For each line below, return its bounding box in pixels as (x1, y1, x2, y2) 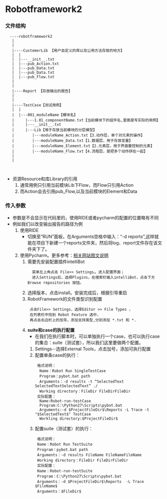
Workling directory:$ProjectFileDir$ (39, 416, 118, 421)
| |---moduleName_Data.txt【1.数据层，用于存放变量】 (11, 138, 133, 144)
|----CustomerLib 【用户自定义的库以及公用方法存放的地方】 (11, 48, 124, 53)
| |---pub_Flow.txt (11, 74, 55, 80)
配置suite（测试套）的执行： (34, 425, 93, 431)
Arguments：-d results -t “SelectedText (39, 379, 124, 384)
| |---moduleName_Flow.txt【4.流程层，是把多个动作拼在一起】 (11, 149, 148, 154)
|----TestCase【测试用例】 (11, 103, 63, 108)
